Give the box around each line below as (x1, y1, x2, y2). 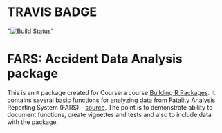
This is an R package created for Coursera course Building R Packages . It (7, 88, 216, 96)
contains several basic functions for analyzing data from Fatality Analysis (7, 96, 216, 104)
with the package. (7, 118, 59, 126)
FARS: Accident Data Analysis (7, 51, 183, 67)
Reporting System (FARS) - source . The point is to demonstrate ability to (7, 103, 213, 111)
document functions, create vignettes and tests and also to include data (7, 110, 212, 119)
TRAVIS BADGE (7, 4, 98, 20)
